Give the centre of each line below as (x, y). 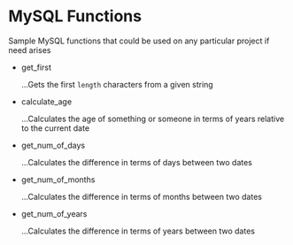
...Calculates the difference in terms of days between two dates (137, 162)
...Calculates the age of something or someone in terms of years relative (153, 119)
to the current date (55, 128)
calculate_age (46, 101)
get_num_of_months (58, 180)
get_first (36, 67)
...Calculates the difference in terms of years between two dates (138, 231)
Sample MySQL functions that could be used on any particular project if (139, 41)
